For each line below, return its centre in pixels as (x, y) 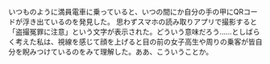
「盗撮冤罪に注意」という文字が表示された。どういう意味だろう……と (124, 32)
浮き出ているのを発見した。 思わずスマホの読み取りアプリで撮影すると (140, 22)
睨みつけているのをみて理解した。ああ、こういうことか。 (118, 52)
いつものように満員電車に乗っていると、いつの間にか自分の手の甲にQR (126, 12)
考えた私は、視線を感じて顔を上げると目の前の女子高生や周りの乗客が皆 (135, 42)
